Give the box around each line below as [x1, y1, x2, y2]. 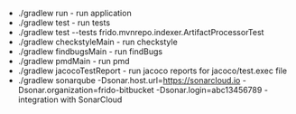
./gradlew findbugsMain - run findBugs [17, 46, 163, 57]
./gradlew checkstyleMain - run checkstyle [17, 36, 178, 47]
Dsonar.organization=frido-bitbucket [17, 85, 155, 95]
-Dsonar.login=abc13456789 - [156, 85, 269, 95]
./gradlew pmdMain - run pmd [17, 56, 130, 66]
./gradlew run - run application [17, 8, 133, 18]
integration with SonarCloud [17, 94, 123, 105]
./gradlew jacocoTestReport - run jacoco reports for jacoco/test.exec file [17, 65, 287, 76]
